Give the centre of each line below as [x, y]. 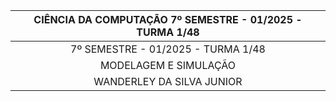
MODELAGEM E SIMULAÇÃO [168, 65]
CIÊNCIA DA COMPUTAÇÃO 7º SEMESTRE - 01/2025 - [168, 19]
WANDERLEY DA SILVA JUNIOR [168, 81]
